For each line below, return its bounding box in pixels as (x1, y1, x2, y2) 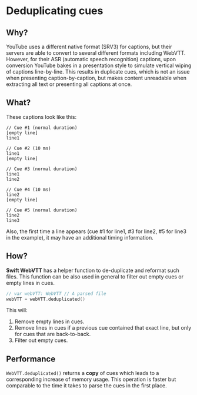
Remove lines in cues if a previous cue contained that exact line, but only (14, 324, 192, 331)
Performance (6, 354, 56, 364)
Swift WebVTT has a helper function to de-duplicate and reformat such (6, 267, 179, 274)
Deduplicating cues (6, 4, 103, 18)
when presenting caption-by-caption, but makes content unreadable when (6, 75, 187, 81)
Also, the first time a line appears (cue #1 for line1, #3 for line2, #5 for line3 (6, 228, 187, 235)
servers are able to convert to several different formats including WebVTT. (6, 49, 186, 57)
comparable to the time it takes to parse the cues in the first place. (6, 382, 167, 389)
